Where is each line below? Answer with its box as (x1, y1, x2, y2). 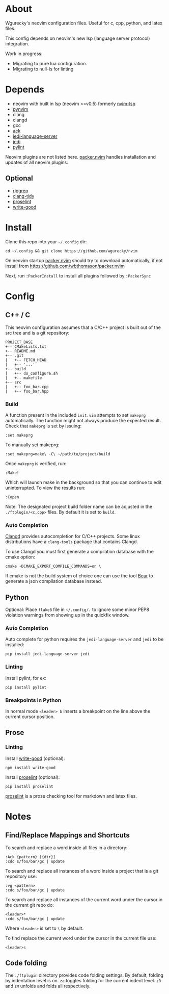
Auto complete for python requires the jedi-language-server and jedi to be (5, 636, 164, 643)
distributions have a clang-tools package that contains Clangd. (5, 539, 138, 545)
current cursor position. (5, 713, 55, 720)
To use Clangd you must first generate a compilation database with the (5, 549, 154, 555)
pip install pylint (5, 684, 47, 690)
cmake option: (5, 554, 36, 560)
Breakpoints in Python (5, 697, 62, 704)
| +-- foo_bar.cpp (5, 384, 49, 389)
